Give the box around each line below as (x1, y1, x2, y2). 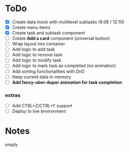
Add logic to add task (12, 47, 55, 52)
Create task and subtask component (12, 30, 85, 36)
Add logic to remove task (12, 52, 62, 58)
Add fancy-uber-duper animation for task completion (12, 79, 123, 85)
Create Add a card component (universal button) (12, 35, 111, 41)
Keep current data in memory (12, 74, 72, 80)
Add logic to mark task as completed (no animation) (12, 63, 116, 68)
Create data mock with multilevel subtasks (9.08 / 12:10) (12, 19, 125, 25)
